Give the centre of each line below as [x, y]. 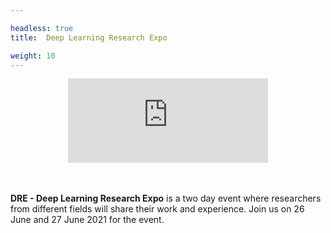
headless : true [42, 28]
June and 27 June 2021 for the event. [87, 220]
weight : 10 [33, 56]
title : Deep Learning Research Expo [89, 37]
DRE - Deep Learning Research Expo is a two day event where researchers [166, 198]
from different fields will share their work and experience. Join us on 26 [157, 209]
